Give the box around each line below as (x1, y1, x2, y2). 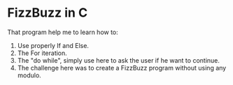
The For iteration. (17, 49, 68, 57)
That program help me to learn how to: (7, 28, 119, 36)
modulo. (17, 71, 42, 79)
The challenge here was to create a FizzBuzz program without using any (17, 63, 227, 72)
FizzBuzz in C (7, 5, 88, 21)
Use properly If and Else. (17, 41, 90, 49)
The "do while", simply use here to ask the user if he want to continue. (17, 56, 220, 64)
